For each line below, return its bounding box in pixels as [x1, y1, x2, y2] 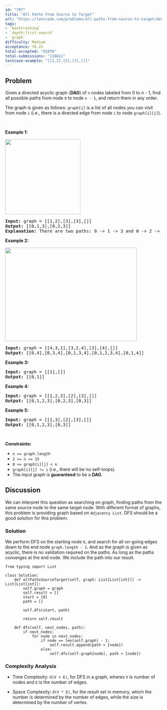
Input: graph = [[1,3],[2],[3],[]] [5, 417, 92, 423]
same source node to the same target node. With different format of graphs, [5, 504, 161, 510]
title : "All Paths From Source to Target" [5, 12, 94, 17]
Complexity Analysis [5, 663, 57, 670]
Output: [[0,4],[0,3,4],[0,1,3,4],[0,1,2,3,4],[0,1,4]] [5, 350, 144, 356]
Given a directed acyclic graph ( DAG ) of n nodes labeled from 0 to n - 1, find [5, 90, 161, 96]
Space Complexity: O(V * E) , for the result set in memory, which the [12, 689, 152, 695]
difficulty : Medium [5, 40, 46, 45]
